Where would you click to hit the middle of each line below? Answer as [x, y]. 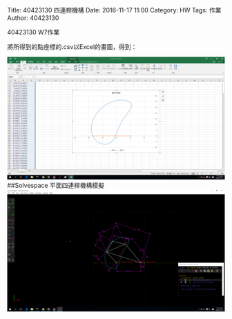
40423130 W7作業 [33, 32]
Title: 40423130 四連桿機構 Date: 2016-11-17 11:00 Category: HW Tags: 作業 [114, 10]
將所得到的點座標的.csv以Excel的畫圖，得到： [72, 47]
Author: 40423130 [33, 18]
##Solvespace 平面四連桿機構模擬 [56, 185]
